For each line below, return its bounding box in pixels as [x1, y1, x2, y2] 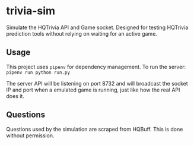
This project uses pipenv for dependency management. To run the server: [6, 63, 186, 70]
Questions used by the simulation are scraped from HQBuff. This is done [6, 125, 183, 133]
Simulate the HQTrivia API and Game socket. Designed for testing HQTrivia [6, 24, 189, 31]
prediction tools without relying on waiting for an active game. [6, 30, 157, 37]
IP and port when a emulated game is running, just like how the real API [6, 86, 180, 93]
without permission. [6, 132, 55, 139]
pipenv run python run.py [6, 70, 70, 75]
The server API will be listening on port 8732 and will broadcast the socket [6, 80, 188, 87]
